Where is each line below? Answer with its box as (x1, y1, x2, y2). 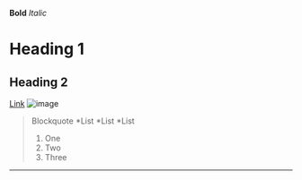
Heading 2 (9, 74, 69, 90)
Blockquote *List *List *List (31, 116, 135, 126)
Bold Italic (9, 8, 48, 18)
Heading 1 (9, 39, 85, 59)
